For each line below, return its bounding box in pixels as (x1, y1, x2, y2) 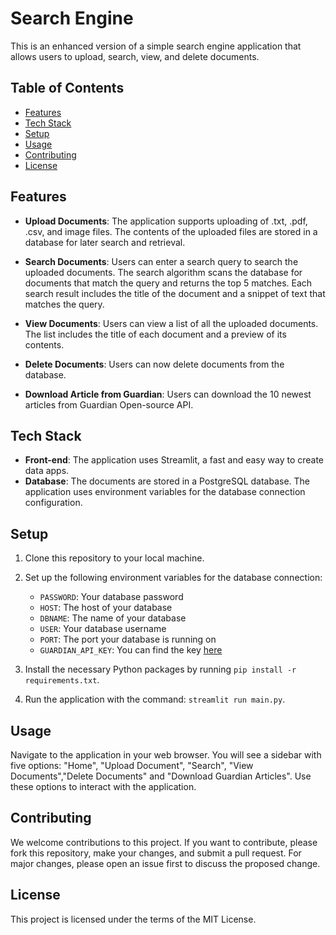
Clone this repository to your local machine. (24, 552, 205, 564)
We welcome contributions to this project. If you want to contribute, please (10, 836, 318, 848)
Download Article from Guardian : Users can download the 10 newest (24, 388, 312, 400)
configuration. (24, 497, 83, 509)
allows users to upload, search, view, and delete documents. (10, 50, 260, 62)
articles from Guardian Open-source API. (24, 398, 194, 411)
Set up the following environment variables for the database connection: (24, 572, 323, 584)
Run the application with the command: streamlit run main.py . (24, 693, 286, 706)
